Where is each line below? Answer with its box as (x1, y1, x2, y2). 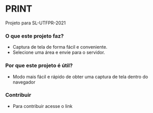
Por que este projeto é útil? (5, 62, 73, 69)
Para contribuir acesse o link (12, 103, 73, 109)
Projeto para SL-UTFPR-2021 (5, 20, 66, 26)
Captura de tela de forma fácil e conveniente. (12, 44, 108, 50)
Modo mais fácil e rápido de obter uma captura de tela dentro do (12, 73, 148, 80)
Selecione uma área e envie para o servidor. (12, 49, 105, 56)
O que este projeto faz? (5, 32, 64, 40)
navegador (12, 79, 36, 85)
